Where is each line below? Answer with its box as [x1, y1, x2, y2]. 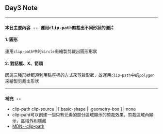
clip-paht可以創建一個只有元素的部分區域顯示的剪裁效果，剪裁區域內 [12, 112, 149, 118]
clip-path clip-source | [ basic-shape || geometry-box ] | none [12, 106, 136, 112]
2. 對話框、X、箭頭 [5, 60, 43, 66]
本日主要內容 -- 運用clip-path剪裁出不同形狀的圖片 [5, 25, 114, 31]
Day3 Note [5, 4, 38, 12]
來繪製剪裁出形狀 [5, 78, 39, 84]
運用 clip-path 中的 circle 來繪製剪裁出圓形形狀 [5, 48, 98, 54]
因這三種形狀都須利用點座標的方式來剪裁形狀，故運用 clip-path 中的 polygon [5, 72, 155, 78]
